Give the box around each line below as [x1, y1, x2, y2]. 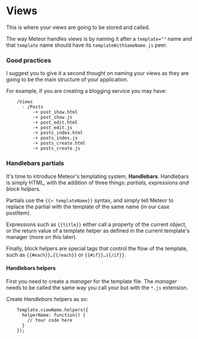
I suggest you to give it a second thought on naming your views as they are [6, 70, 189, 77]
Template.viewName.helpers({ [17, 306, 89, 313]
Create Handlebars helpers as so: [6, 295, 89, 302]
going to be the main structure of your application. [6, 76, 129, 83]
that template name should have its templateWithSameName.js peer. [6, 41, 167, 49]
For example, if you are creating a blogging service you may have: [6, 88, 167, 95]
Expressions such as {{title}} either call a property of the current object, [6, 221, 187, 228]
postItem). [6, 209, 31, 217]
